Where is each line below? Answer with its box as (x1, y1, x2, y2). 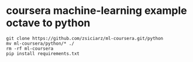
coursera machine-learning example (6, 4, 187, 17)
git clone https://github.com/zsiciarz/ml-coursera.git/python (6, 35, 164, 41)
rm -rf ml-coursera (6, 45, 54, 52)
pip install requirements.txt (6, 50, 80, 56)
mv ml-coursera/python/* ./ (6, 41, 75, 46)
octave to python (6, 16, 91, 30)
